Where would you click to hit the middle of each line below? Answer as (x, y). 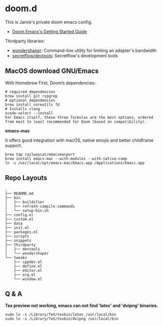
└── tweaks (16, 258)
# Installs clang (23, 109)
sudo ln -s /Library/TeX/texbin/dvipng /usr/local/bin (62, 319)
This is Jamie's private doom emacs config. (49, 22)
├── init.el (17, 228)
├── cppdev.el (28, 262)
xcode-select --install (29, 113)
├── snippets (18, 240)
